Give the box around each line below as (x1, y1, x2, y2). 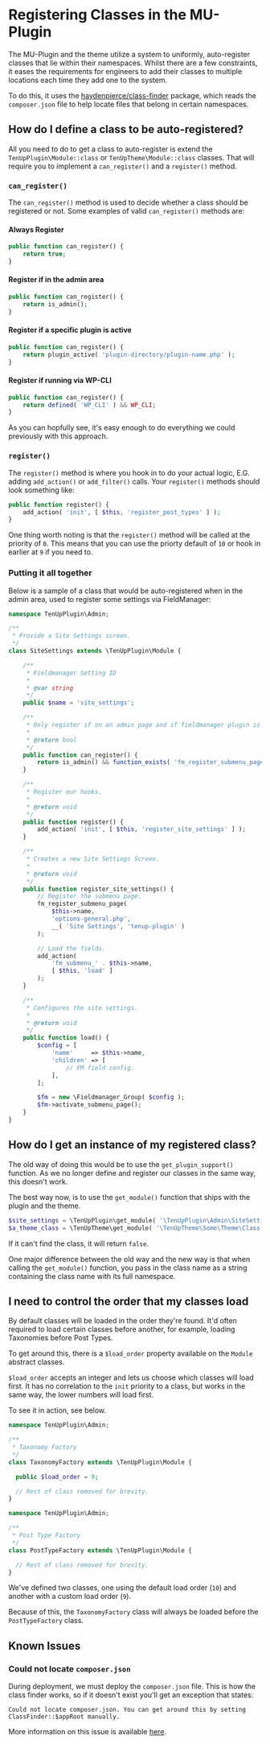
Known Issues (8, 1638, 81, 1653)
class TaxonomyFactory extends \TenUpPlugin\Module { (8, 1458, 193, 1466)
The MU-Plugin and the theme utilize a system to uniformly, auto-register (8, 49, 251, 59)
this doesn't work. (8, 1177, 68, 1186)
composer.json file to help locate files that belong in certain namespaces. (8, 99, 249, 109)
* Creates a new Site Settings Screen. (26, 855, 160, 863)
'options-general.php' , (51, 915, 131, 924)
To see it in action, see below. (8, 1406, 107, 1415)
